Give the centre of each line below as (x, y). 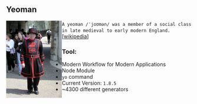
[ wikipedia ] (75, 36)
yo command (77, 77)
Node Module (78, 71)
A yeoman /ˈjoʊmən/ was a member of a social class (127, 24)
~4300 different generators (95, 89)
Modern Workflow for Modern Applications (114, 65)
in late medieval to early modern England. (116, 31)
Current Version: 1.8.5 (89, 83)
